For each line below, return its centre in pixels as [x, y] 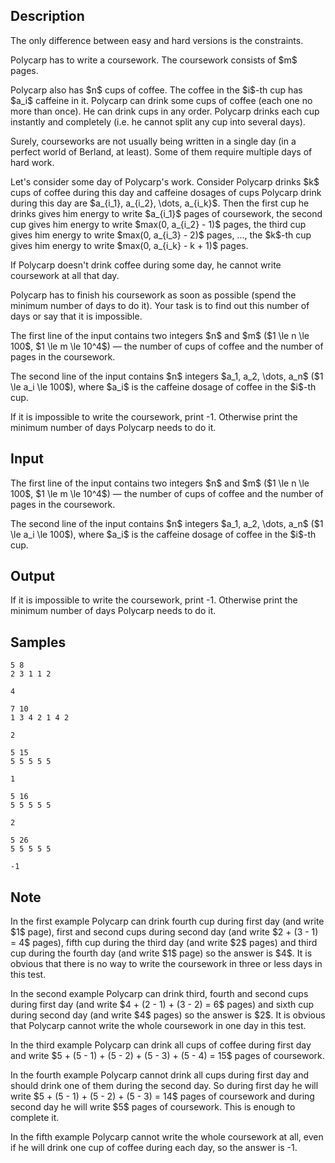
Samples [38, 642]
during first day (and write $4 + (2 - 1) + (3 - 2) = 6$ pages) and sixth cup [162, 1005]
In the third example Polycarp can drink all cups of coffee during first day [161, 1045]
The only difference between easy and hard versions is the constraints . [157, 40]
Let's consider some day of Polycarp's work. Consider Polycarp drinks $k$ [165, 181]
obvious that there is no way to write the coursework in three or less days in [166, 964]
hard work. [32, 162]
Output [32, 576]
